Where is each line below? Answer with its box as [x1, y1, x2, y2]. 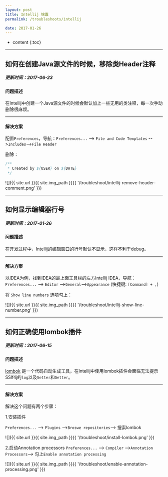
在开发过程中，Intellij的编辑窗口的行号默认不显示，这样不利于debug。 [5, 246, 149, 252]
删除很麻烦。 [5, 106, 31, 112]
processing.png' [5, 467, 39, 473]
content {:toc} [12, 39, 41, 45]
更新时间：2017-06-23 [5, 74, 53, 80]
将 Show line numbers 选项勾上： [5, 292, 72, 298]
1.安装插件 [5, 414, 26, 420]
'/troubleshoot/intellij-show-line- [77, 302, 144, 308]
